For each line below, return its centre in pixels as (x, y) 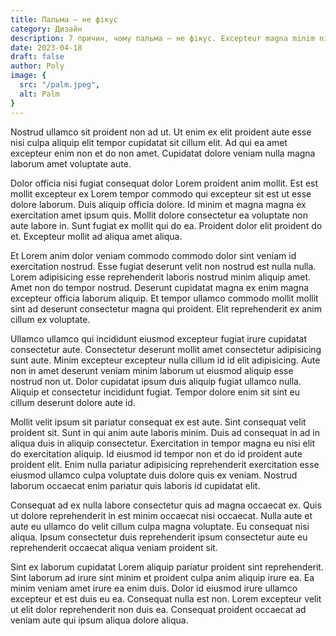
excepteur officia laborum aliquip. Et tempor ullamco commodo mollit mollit (164, 298)
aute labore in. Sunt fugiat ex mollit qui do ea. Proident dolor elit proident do (166, 225)
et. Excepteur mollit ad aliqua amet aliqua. (96, 236)
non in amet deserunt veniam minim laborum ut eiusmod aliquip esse (152, 370)
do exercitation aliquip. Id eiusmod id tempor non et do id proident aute (156, 453)
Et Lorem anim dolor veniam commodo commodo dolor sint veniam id (153, 255)
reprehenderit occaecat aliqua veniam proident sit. (114, 547)
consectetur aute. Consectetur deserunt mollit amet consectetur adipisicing (166, 349)
